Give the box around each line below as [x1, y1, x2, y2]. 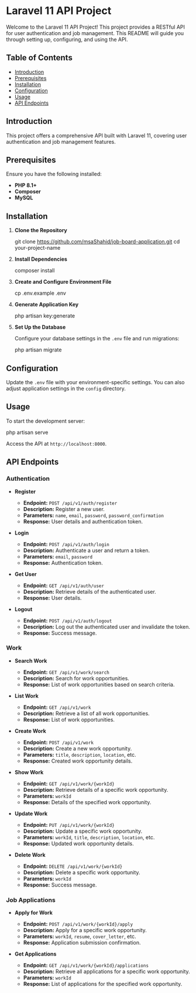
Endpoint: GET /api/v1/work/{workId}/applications [23, 962, 149, 969]
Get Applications [14, 950, 57, 957]
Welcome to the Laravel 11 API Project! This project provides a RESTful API [6, 23, 185, 30]
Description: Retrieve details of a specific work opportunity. [23, 786, 169, 793]
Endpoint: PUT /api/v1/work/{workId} [23, 821, 115, 828]
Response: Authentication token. [23, 559, 104, 566]
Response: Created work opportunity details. [23, 757, 133, 764]
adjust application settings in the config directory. [6, 385, 126, 392]
